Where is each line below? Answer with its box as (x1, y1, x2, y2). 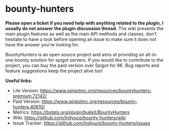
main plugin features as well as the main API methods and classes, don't (5, 31, 157, 37)
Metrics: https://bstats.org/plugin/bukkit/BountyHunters (12, 109, 130, 115)
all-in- (145, 51, 158, 58)
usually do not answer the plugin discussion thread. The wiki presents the (5, 25, 164, 31)
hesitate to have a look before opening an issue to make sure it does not (5, 36, 157, 42)
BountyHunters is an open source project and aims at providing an (5, 51, 145, 58)
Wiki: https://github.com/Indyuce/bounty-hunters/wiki (12, 114, 126, 120)
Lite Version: (12, 87, 39, 93)
